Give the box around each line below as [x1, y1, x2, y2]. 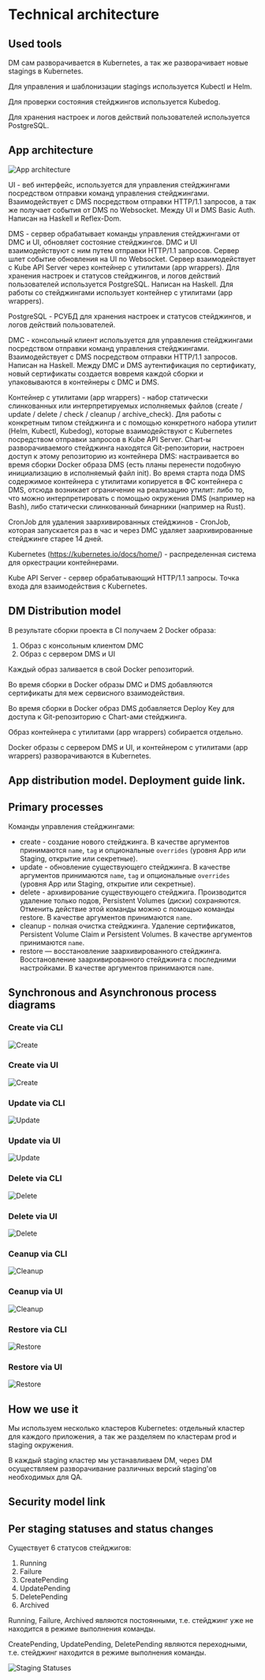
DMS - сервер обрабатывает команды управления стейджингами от [8, 229, 241, 238]
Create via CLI [8, 1022, 63, 1033]
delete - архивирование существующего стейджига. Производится [19, 887, 247, 897]
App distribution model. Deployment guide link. [8, 774, 246, 788]
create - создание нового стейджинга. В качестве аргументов [19, 837, 230, 846]
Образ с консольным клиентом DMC [19, 641, 144, 650]
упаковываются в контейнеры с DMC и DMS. [8, 377, 159, 387]
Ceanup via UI [8, 1286, 63, 1297]
